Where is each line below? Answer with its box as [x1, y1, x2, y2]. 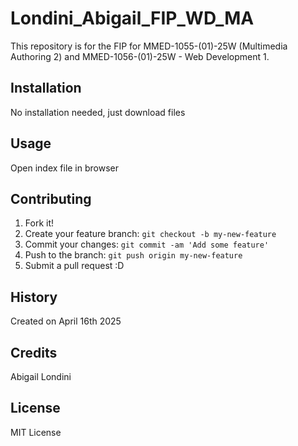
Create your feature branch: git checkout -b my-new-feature [24, 228, 277, 240]
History [10, 288, 58, 306]
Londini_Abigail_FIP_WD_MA [10, 7, 255, 30]
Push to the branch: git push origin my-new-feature [24, 249, 243, 261]
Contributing [10, 190, 92, 207]
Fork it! [24, 217, 55, 229]
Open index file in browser [10, 162, 120, 174]
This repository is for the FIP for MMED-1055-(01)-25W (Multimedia [10, 40, 288, 52]
